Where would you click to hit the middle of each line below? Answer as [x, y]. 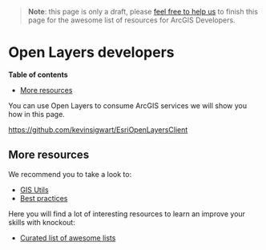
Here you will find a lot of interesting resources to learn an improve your [127, 214]
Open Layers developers [91, 52]
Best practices [44, 198]
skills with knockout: [42, 222]
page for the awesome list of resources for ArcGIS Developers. [131, 20]
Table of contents [38, 75]
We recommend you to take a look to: [70, 174]
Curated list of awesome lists [68, 238]
